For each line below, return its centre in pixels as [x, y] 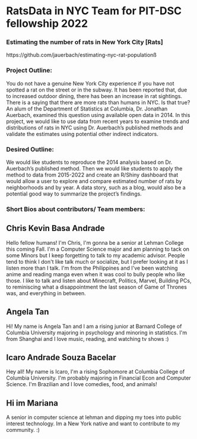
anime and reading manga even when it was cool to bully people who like [96, 274]
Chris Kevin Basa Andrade [55, 228]
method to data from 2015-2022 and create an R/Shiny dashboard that [92, 175]
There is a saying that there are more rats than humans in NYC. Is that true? [98, 102]
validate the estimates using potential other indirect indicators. [82, 134]
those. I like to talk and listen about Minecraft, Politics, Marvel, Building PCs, [99, 280]
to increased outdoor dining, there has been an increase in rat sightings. [94, 96]
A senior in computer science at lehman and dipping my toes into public [94, 418]
